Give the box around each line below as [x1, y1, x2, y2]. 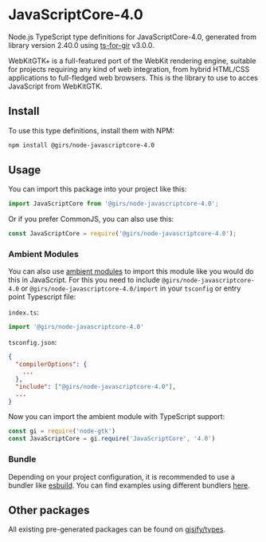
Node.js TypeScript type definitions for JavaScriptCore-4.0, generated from [8, 32, 257, 42]
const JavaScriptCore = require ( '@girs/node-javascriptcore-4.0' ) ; [8, 230, 237, 238]
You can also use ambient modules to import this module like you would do [8, 267, 254, 276]
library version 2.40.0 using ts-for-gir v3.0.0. [8, 40, 155, 49]
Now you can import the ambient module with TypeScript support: [8, 412, 225, 421]
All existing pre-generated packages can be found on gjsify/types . [8, 524, 225, 534]
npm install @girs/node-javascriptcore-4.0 [8, 141, 155, 149]
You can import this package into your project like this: [8, 184, 187, 194]
